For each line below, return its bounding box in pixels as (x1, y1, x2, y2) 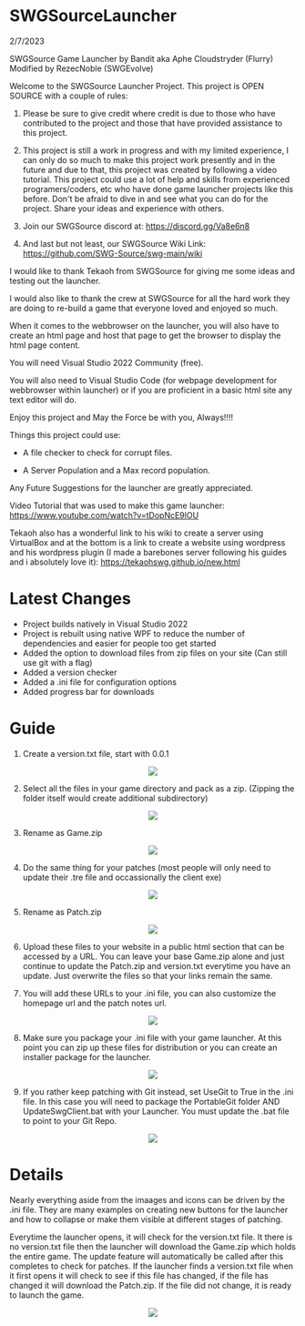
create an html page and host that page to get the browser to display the (9, 330, 281, 341)
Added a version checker (22, 667, 117, 678)
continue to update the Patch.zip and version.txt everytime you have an (22, 960, 291, 971)
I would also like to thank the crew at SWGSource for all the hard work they (9, 292, 290, 303)
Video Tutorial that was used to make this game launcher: (9, 500, 225, 511)
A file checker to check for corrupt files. (22, 447, 173, 458)
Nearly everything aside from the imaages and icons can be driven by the (9, 1194, 285, 1205)
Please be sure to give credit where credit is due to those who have (22, 107, 276, 118)
